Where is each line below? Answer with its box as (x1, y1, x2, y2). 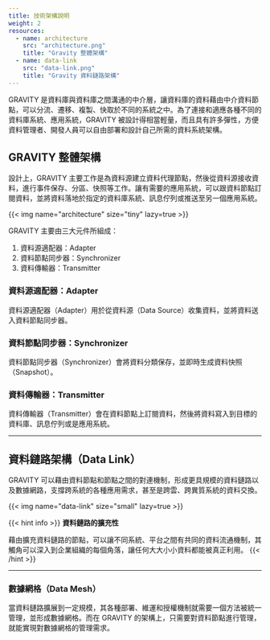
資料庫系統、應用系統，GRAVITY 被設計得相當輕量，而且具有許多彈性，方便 (8, 114, 260, 125)
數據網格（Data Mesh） (8, 584, 101, 595)
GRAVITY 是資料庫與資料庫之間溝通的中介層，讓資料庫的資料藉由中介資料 (8, 94, 252, 105)
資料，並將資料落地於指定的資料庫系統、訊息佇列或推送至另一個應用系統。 (14, 194, 262, 203)
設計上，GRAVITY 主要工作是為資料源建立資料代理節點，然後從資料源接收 (8, 174, 252, 183)
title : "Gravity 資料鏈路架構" (22, 72, 121, 80)
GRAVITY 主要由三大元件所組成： (8, 226, 119, 236)
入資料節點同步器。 (8, 315, 72, 325)
